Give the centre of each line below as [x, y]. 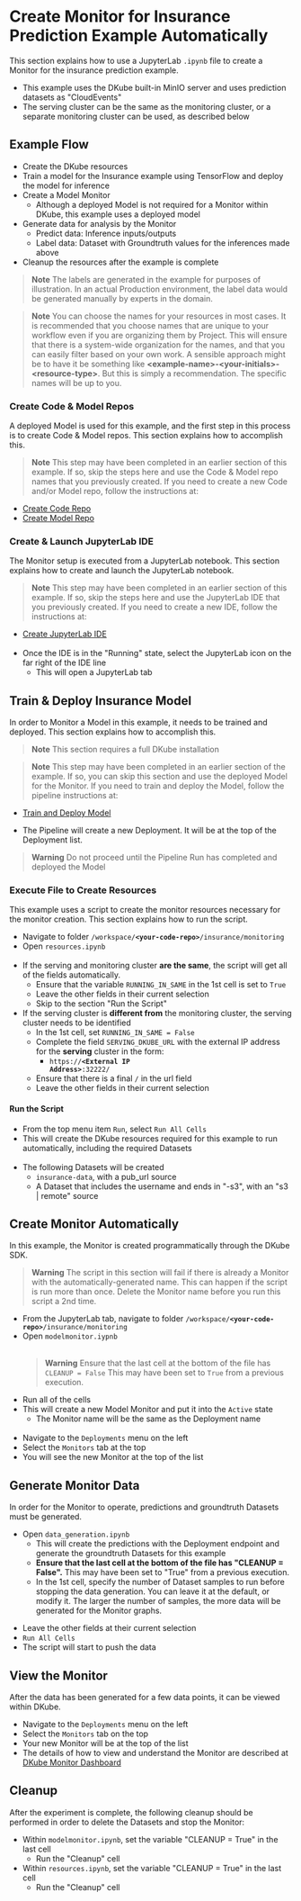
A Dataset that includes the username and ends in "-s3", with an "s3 [162, 1186]
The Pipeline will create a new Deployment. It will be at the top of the [149, 831]
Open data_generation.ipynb [76, 1534]
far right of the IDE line [64, 662]
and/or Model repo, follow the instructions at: [115, 491]
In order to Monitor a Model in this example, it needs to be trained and [138, 723]
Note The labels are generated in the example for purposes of [146, 279]
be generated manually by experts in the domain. [122, 298]
